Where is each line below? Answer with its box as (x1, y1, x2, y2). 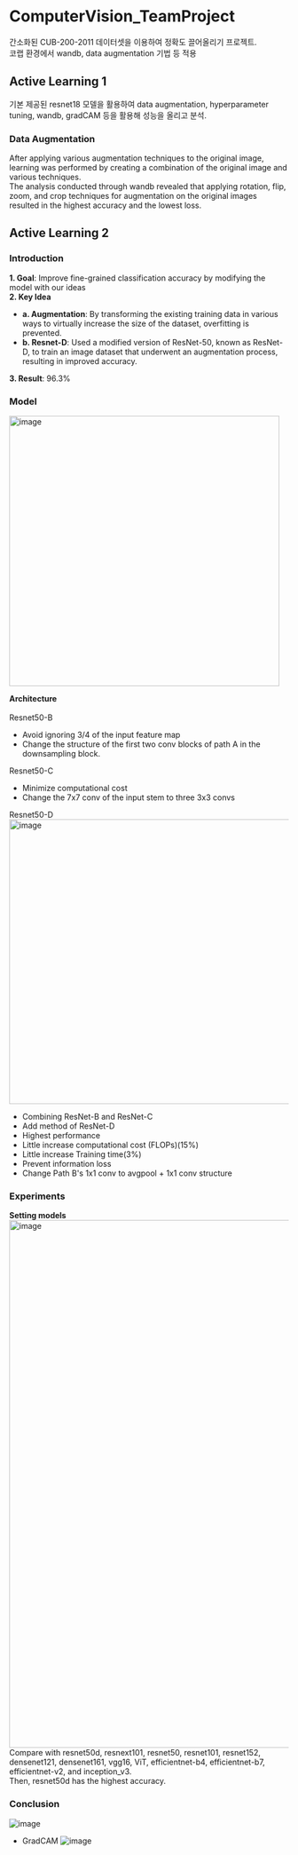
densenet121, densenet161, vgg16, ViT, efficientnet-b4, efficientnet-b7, (9, 1756, 266, 1768)
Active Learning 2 (9, 226, 109, 241)
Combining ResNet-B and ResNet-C (21, 1112, 153, 1122)
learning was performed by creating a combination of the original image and (9, 163, 288, 173)
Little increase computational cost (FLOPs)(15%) (21, 1139, 200, 1151)
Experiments (9, 1190, 66, 1202)
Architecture (9, 694, 58, 704)
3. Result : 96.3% (9, 373, 71, 384)
